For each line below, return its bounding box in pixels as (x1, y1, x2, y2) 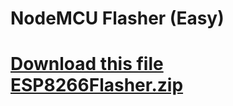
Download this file (10, 53, 164, 76)
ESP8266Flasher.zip (10, 74, 184, 97)
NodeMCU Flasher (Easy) (10, 7, 225, 30)
